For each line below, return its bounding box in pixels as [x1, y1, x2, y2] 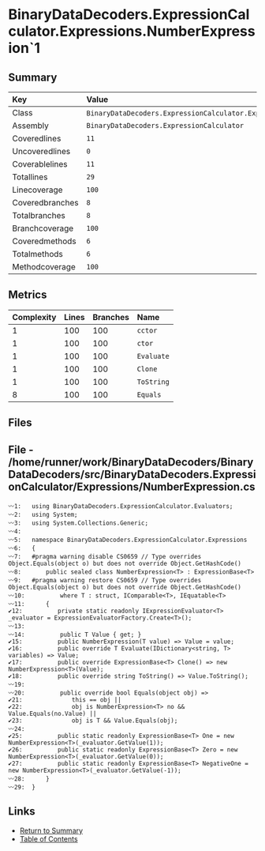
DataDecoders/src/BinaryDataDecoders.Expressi [8, 468, 256, 481]
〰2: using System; [8, 511, 78, 519]
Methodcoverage [12, 262, 77, 272]
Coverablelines [12, 159, 68, 169]
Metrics [8, 288, 47, 302]
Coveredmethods [12, 235, 77, 247]
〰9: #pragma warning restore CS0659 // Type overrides [8, 577, 202, 585]
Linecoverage [12, 184, 63, 195]
